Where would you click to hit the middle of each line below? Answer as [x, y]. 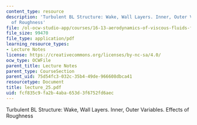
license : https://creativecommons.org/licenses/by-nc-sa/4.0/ [84, 55]
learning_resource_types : [38, 44]
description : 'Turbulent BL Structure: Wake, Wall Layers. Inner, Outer [97, 17]
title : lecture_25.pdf [34, 88]
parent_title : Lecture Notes [42, 66]
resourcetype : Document [35, 82]
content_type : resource [35, 11]
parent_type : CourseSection [40, 71]
